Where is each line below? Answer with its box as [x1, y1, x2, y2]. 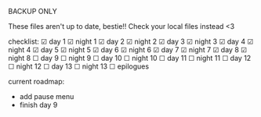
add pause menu [19, 92, 74, 101]
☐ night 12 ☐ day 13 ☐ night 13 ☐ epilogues [8, 62, 150, 71]
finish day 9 [19, 101, 58, 109]
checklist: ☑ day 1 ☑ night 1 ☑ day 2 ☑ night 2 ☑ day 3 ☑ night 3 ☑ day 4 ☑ [8, 37, 254, 46]
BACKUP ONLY [8, 7, 57, 16]
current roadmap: [8, 77, 65, 86]
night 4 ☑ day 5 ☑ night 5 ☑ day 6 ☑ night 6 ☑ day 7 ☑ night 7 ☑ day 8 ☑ [8, 45, 248, 54]
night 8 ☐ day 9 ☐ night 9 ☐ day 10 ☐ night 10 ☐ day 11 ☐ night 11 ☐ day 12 [8, 54, 252, 62]
